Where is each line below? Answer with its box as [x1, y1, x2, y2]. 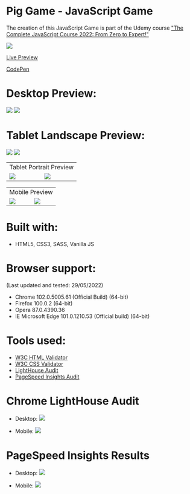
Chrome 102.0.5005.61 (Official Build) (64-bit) [14, 293, 128, 301]
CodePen [6, 65, 30, 73]
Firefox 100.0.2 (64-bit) [14, 299, 73, 307]
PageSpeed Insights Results [6, 449, 150, 462]
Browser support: [6, 261, 97, 275]
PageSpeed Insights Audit [14, 373, 80, 380]
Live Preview [6, 53, 38, 61]
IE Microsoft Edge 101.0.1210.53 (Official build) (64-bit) [14, 313, 150, 320]
